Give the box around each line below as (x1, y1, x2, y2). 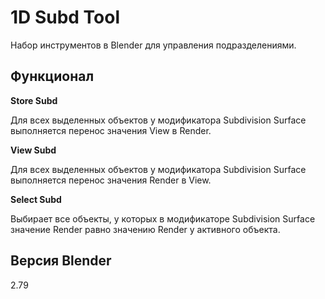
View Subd (10, 144, 57, 156)
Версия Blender (10, 252, 112, 270)
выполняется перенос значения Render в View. (10, 174, 212, 186)
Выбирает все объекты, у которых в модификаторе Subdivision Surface (10, 212, 316, 225)
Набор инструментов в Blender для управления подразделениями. (10, 39, 297, 51)
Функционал (10, 68, 95, 85)
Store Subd (10, 94, 58, 106)
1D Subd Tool (10, 6, 121, 29)
